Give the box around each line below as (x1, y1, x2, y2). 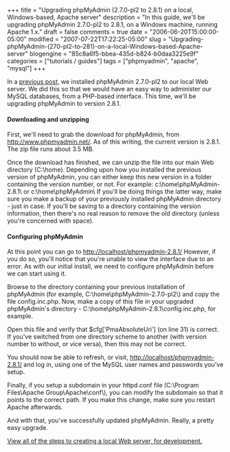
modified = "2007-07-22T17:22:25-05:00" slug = (28, 35, 167, 43)
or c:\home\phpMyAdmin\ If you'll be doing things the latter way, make (23, 188, 222, 196)
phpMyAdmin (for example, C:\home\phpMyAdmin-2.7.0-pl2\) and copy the (7, 290, 220, 298)
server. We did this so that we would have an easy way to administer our (7, 85, 212, 93)
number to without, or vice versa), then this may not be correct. (7, 340, 187, 348)
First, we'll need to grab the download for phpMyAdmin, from (7, 131, 180, 139)
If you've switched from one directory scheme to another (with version (7, 332, 207, 341)
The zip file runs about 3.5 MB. (7, 145, 95, 153)
